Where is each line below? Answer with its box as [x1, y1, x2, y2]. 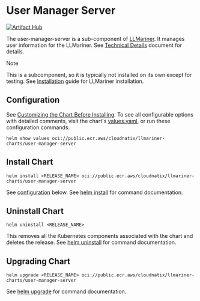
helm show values [6, 135, 50, 141]
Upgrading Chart [6, 256, 71, 266]
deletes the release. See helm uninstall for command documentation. [6, 239, 177, 246]
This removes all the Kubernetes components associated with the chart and [6, 233, 193, 240]
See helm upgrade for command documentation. [6, 288, 127, 295]
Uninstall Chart [6, 205, 64, 216]
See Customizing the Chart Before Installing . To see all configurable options [6, 111, 194, 118]
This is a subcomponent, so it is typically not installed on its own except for [6, 71, 192, 78]
